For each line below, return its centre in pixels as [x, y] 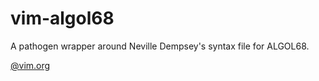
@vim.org [30, 65]
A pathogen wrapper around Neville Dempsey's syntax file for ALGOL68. [160, 46]
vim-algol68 [62, 18]
